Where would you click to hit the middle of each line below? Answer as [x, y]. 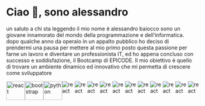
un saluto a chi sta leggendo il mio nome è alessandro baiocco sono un [93, 29]
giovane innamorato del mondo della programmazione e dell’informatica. [95, 35]
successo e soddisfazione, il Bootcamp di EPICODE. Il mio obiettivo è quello [99, 60]
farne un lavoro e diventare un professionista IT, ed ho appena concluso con [100, 54]
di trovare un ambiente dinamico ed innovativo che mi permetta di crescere [98, 66]
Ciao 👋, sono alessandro [67, 12]
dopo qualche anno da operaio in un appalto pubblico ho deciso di [88, 41]
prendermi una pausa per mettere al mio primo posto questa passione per [97, 48]
